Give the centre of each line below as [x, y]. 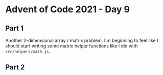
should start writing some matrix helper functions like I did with [72, 46]
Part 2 [15, 67]
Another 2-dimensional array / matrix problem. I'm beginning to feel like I [82, 40]
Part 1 [15, 28]
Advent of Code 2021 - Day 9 [68, 9]
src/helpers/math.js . [28, 51]
